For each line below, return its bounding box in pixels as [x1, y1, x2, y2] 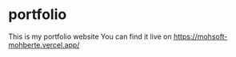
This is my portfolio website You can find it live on [8, 32, 172, 41]
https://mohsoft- [173, 32, 228, 41]
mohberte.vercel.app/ [8, 40, 80, 49]
